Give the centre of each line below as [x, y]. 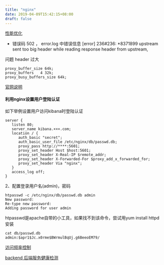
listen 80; [23, 125]
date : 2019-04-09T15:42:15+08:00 [39, 14]
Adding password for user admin [38, 208]
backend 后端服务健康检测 [32, 258]
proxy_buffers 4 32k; [29, 73]
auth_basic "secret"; [40, 137]
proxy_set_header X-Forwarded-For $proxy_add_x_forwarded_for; [84, 159]
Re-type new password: [28, 204]
